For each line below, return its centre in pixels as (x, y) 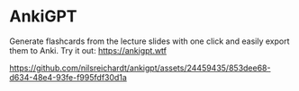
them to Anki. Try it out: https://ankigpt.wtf (88, 50)
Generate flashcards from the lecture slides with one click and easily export (149, 41)
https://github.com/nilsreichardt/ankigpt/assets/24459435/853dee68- (140, 68)
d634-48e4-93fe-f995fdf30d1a (68, 77)
